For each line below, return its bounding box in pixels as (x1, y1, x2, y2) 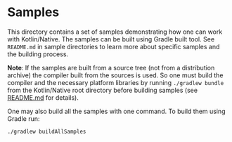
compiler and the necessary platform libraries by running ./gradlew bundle (7, 78, 224, 86)
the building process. (7, 50, 69, 58)
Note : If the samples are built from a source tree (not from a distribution (7, 63, 215, 72)
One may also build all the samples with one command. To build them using (7, 107, 226, 115)
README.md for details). (7, 93, 79, 102)
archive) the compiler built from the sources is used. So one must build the (7, 71, 224, 79)
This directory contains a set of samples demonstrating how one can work (7, 27, 223, 36)
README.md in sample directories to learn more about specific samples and (7, 42, 220, 51)
